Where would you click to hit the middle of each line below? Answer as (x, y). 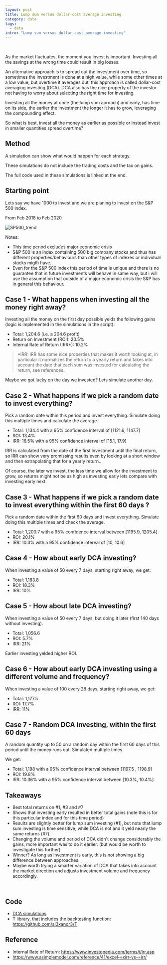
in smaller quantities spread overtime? (44, 128)
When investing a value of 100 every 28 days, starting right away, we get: (81, 689)
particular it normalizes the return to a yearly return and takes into (85, 360)
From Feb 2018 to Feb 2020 (34, 218)
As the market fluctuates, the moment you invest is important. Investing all (81, 57)
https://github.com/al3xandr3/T (45, 924)
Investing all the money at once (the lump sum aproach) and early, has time (83, 102)
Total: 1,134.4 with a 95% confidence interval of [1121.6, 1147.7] (76, 430)
